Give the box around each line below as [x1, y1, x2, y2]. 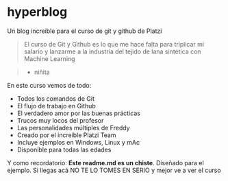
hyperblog [7, 4, 68, 20]
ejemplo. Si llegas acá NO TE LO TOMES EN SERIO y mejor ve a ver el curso [7, 166, 221, 174]
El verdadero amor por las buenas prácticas [16, 109, 140, 117]
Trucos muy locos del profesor [16, 116, 104, 124]
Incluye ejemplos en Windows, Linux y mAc [16, 138, 140, 146]
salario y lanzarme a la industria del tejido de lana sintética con [23, 47, 201, 56]
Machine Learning [23, 54, 75, 62]
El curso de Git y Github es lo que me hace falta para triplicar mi [23, 40, 204, 48]
